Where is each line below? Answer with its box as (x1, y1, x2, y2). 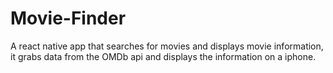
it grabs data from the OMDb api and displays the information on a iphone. (10, 50, 317, 62)
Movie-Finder (10, 7, 127, 30)
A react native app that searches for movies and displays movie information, (10, 40, 324, 52)
